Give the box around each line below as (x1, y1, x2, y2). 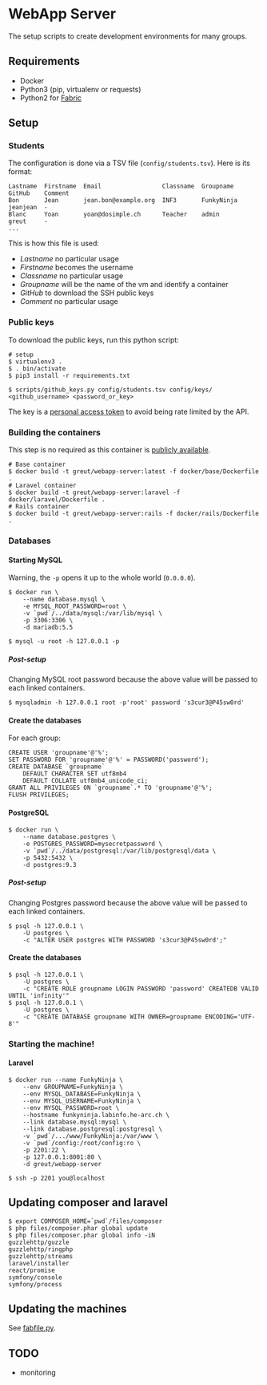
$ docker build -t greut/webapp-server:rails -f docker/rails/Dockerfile (8, 510, 260, 518)
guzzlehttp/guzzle (8, 1238, 70, 1246)
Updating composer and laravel (8, 1196, 168, 1209)
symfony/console (8, 1273, 62, 1282)
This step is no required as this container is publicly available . (8, 445, 211, 455)
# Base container (8, 460, 66, 469)
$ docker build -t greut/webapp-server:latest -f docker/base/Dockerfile (8, 468, 260, 476)
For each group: (8, 733, 62, 743)
